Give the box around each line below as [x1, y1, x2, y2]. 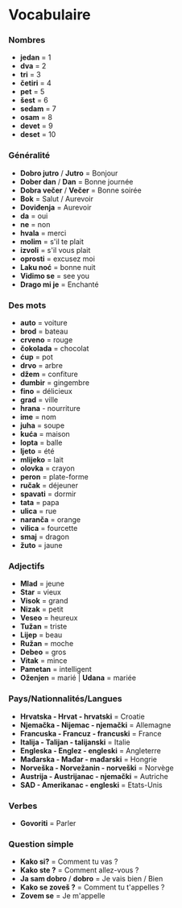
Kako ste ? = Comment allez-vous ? [19, 865, 139, 875]
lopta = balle [19, 437, 63, 448]
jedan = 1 [19, 52, 52, 62]
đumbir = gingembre [19, 378, 90, 388]
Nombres [8, 35, 46, 46]
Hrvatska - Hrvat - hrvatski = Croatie [19, 711, 145, 721]
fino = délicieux [19, 387, 72, 396]
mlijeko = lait [19, 455, 64, 465]
